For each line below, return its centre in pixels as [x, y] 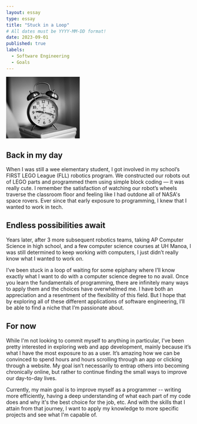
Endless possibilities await [56, 225]
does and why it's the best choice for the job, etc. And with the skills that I [96, 402]
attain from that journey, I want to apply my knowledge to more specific [93, 408]
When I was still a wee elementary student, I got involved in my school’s [93, 169]
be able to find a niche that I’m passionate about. [65, 308]
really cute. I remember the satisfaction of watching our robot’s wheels [92, 188]
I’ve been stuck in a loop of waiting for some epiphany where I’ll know [91, 270]
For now [21, 326]
